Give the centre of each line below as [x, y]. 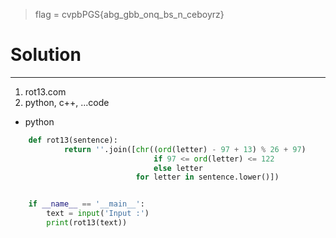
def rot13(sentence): [73, 140]
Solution [46, 55]
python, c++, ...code [67, 102]
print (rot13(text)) [87, 223]
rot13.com [45, 91]
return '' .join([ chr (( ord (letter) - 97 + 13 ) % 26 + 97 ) [185, 149]
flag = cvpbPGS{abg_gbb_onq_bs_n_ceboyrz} [129, 14]
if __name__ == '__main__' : [86, 204]
